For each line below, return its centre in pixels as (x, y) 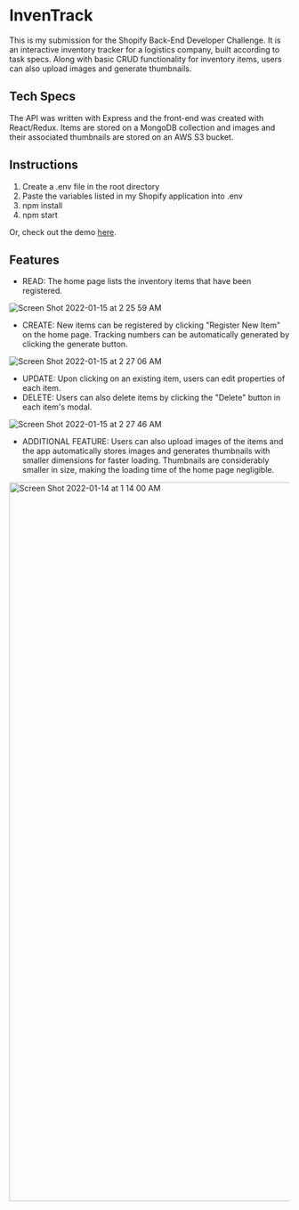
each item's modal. (57, 407)
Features (34, 260)
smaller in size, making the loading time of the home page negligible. (148, 470)
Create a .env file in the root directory (91, 186)
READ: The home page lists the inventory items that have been (137, 281)
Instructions (44, 165)
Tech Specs (42, 97)
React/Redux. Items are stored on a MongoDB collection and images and (142, 127)
